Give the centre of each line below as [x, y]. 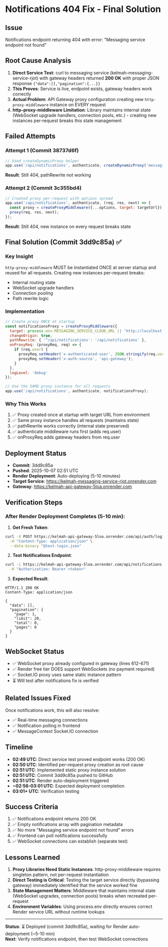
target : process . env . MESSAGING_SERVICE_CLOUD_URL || [66, 331]
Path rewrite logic [30, 298]
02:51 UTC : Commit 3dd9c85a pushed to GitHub [63, 775]
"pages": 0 [25, 627]
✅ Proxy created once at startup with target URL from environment [81, 415]
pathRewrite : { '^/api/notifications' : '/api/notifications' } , [78, 340]
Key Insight [19, 256]
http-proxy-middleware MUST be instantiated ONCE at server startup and [81, 267]
